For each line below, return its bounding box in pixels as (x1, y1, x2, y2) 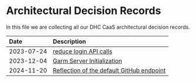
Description (52, 37, 87, 45)
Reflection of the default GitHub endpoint (52, 66, 166, 74)
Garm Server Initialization (52, 57, 122, 65)
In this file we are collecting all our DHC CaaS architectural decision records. (6, 23, 190, 30)
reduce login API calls (52, 47, 113, 55)
